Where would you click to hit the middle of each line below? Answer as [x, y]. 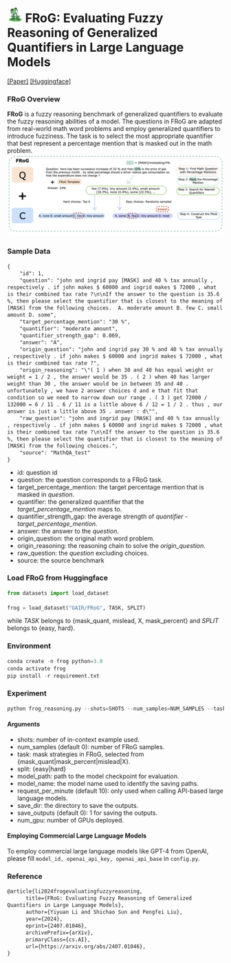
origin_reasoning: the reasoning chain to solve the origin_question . [111, 545]
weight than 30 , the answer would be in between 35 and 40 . [98, 384]
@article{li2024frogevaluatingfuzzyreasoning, [75, 892]
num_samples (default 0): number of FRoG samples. [91, 747]
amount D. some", [32, 315]
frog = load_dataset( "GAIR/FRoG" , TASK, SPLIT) [77, 608]
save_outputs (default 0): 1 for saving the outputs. [87, 813]
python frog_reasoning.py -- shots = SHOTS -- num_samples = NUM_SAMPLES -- [110, 709]
